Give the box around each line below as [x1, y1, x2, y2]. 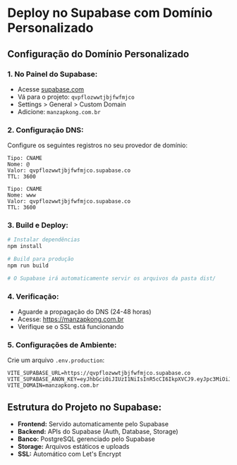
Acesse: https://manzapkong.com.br [17, 315, 124, 323]
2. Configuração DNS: [7, 125, 84, 135]
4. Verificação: [7, 291, 59, 301]
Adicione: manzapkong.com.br [17, 107, 101, 116]
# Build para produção [7, 256, 74, 263]
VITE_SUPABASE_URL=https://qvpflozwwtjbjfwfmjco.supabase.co [7, 370, 191, 377]
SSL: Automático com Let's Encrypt [17, 449, 121, 459]
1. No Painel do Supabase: [7, 69, 98, 79]
